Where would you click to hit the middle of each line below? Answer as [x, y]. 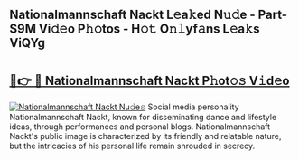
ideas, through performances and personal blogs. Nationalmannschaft [140, 127]
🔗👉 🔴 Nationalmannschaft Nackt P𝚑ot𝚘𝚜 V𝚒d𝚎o [149, 80]
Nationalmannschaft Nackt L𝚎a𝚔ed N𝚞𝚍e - [132, 15]
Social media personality [193, 107]
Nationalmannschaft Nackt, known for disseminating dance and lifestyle [143, 117]
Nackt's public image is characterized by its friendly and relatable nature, [145, 136]
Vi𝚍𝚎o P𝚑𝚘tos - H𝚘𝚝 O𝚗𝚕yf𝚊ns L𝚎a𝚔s [149, 29]
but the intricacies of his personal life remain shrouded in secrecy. [132, 146]
